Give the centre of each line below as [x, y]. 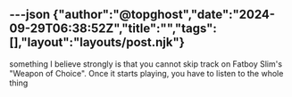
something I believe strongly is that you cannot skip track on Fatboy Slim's [146, 64]
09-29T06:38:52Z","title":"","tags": [113, 29]
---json [30, 15]
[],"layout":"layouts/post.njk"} [97, 42]
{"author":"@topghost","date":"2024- [163, 15]
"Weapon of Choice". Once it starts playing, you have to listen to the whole [146, 73]
